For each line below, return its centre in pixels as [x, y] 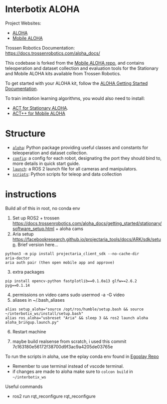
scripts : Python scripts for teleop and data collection [67, 174]
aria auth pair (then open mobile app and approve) [60, 262]
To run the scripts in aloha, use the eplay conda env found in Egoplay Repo [82, 356]
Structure [25, 134]
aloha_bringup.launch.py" [32, 322]
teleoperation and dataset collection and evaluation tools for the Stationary [82, 68]
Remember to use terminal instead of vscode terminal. [68, 366]
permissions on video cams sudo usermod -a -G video [68, 295]
